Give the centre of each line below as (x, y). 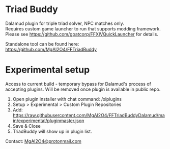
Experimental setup (48, 70)
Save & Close (26, 126)
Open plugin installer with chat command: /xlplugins (67, 99)
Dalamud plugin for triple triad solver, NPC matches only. (65, 23)
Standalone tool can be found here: (42, 44)
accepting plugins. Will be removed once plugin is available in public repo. (83, 89)
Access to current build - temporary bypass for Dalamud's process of (78, 84)
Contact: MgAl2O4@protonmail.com (43, 141)
